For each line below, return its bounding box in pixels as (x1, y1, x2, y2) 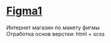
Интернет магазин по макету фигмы (6, 24, 100, 31)
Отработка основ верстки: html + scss (6, 30, 105, 37)
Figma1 (6, 4, 42, 18)
